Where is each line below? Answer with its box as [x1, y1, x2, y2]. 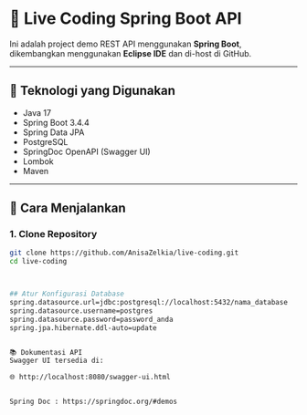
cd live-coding [9, 257, 68, 266]
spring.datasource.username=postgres [9, 306, 153, 316]
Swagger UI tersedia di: [9, 356, 104, 366]
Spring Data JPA [22, 127, 85, 138]
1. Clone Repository [9, 228, 98, 241]
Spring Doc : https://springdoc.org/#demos [9, 397, 178, 407]
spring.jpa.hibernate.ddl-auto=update [9, 323, 157, 332]
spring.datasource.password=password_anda [9, 315, 174, 324]
